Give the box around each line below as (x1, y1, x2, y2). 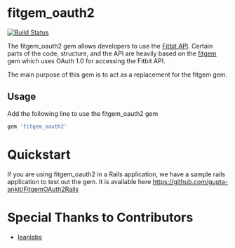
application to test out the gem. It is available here (7, 177, 152, 185)
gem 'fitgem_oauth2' (7, 123, 68, 130)
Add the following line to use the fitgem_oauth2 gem (7, 109, 159, 117)
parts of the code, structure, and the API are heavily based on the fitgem (7, 49, 217, 58)
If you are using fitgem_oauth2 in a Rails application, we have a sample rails (7, 170, 226, 178)
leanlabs (17, 233, 42, 241)
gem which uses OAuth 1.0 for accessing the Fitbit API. (7, 56, 166, 65)
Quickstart (7, 146, 72, 162)
